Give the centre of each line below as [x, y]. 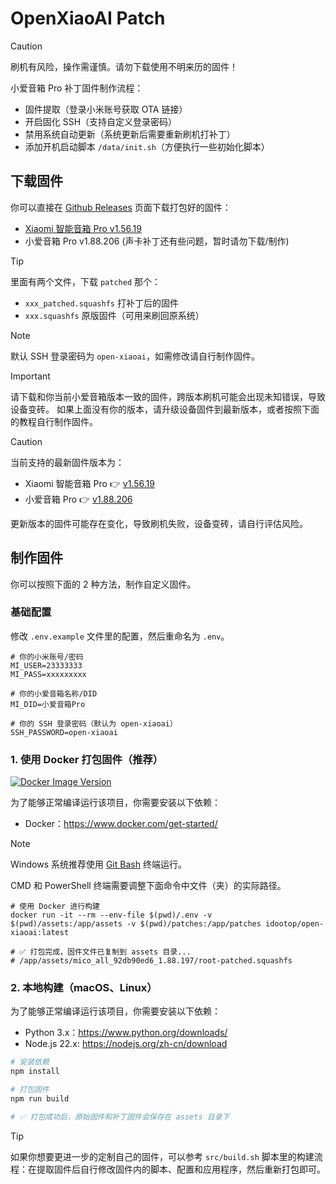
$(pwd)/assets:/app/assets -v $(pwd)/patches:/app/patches [136, 924]
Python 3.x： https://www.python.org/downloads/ [126, 1033]
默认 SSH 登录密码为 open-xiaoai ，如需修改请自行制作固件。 [135, 356]
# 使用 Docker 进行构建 [55, 907]
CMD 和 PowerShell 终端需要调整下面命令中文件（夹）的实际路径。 [148, 886]
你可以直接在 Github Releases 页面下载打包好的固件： [121, 207]
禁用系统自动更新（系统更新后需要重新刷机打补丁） [130, 134]
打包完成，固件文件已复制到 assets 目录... [110, 952]
